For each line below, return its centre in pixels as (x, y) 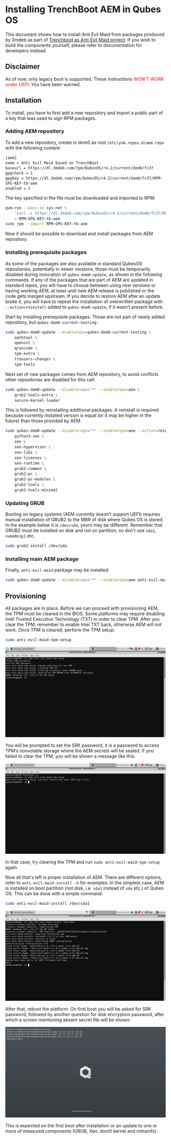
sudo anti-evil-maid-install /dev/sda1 (48, 903)
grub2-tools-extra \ (36, 395)
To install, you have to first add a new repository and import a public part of (84, 113)
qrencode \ (26, 348)
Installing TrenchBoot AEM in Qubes (83, 9)
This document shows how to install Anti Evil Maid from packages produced (85, 34)
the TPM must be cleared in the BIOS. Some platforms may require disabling (85, 614)
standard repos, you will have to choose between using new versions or (81, 285)
